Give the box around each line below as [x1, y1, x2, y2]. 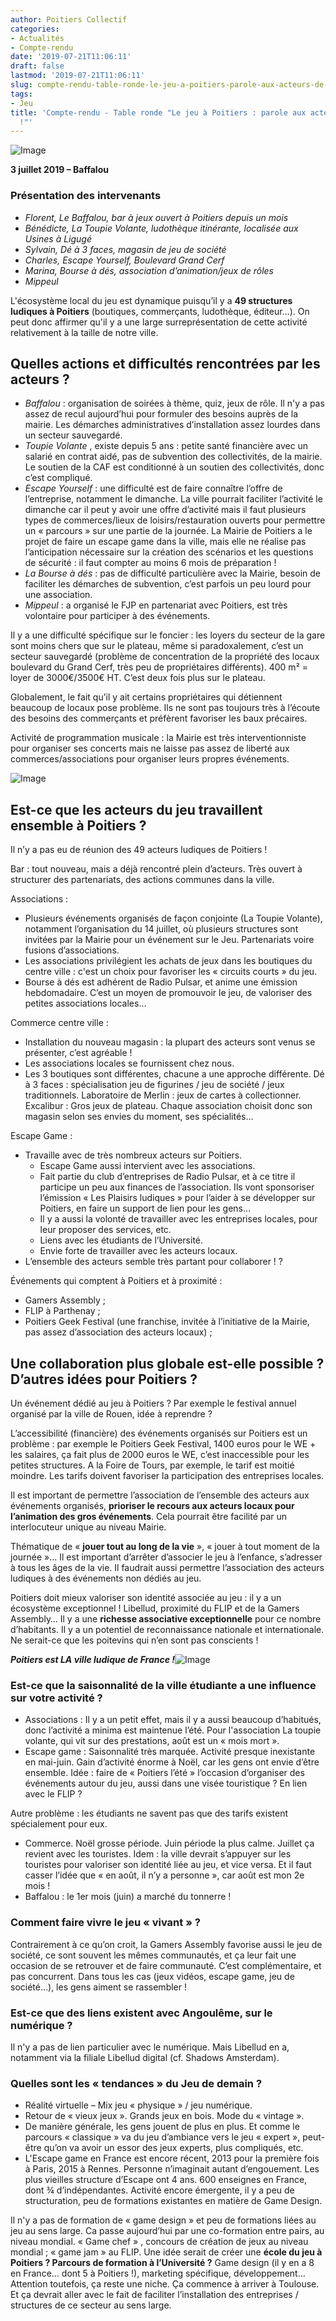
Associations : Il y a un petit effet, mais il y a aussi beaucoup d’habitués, [24, 1714, 322, 1726]
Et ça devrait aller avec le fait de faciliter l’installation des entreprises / [10, 2289, 299, 2301]
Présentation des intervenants [10, 189, 162, 203]
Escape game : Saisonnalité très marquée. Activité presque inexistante [24, 1746, 316, 1758]
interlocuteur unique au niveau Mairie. [10, 1521, 167, 1533]
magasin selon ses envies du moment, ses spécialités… [24, 1111, 254, 1123]
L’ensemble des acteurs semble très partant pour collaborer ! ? [24, 1256, 283, 1268]
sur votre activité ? [10, 1691, 103, 1705]
